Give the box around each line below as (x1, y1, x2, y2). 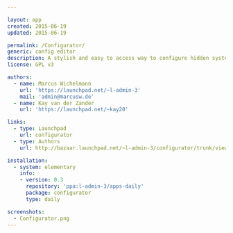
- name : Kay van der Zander (13, 99, 95, 106)
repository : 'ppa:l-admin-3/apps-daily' (25, 183, 144, 190)
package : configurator (25, 189, 92, 196)
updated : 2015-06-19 (7, 29, 67, 36)
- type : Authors (13, 138, 60, 145)
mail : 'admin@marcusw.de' (19, 93, 95, 100)
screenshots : (7, 208, 45, 216)
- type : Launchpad (13, 125, 67, 132)
